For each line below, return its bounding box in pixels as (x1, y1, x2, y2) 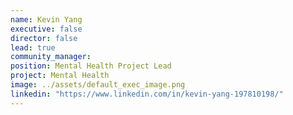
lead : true (10, 42, 56, 53)
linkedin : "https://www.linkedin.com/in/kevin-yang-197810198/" (10, 89, 284, 99)
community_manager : (10, 52, 92, 62)
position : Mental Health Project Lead (10, 61, 172, 71)
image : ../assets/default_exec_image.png (10, 80, 186, 90)
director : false (10, 33, 78, 43)
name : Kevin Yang (10, 14, 83, 25)
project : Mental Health (10, 71, 110, 81)
